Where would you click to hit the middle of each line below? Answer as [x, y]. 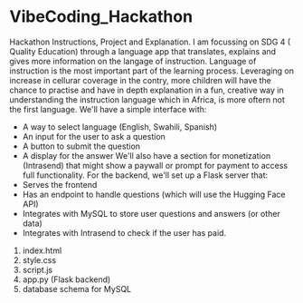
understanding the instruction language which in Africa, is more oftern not [147, 99]
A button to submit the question [81, 146]
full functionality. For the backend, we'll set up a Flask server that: [145, 175]
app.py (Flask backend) [66, 279]
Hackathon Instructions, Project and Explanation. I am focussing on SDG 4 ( [150, 42]
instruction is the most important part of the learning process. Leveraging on [151, 71]
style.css [39, 259]
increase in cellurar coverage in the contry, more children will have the [140, 80]
